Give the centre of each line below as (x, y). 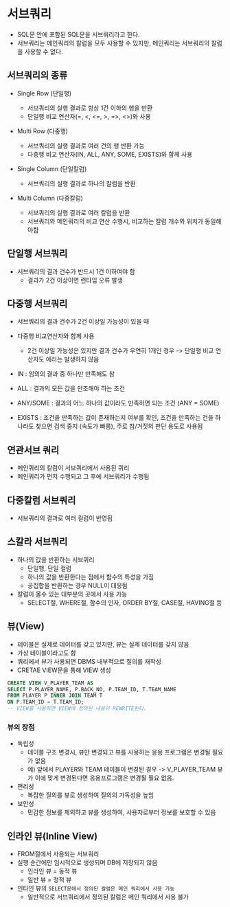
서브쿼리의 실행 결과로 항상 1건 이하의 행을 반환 (90, 108)
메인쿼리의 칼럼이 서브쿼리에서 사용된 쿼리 (73, 468)
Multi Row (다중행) (43, 131)
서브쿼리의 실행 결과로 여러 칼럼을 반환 (79, 212)
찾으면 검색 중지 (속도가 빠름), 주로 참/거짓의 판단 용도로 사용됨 (119, 426)
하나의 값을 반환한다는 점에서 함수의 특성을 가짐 (91, 576)
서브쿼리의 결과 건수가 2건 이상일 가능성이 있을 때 (83, 322)
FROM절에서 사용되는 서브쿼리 (58, 854)
